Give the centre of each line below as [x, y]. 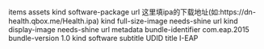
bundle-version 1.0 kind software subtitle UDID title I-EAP [103, 38]
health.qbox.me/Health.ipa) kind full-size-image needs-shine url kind [123, 21]
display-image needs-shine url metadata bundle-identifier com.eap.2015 [129, 29]
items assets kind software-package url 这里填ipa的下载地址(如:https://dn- [132, 12]
